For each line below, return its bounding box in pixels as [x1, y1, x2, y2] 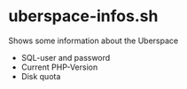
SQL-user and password [20, 52, 111, 63]
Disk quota [20, 70, 61, 81]
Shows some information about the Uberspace [8, 35, 179, 46]
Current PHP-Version [20, 62, 98, 72]
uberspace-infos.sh [8, 6, 159, 26]
